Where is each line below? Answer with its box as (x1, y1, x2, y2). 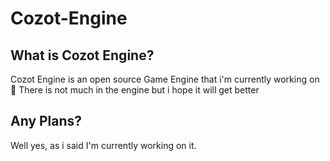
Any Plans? (10, 113, 83, 130)
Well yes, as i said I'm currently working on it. (10, 139, 197, 151)
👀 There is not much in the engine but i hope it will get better (10, 84, 260, 96)
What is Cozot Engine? (10, 47, 155, 64)
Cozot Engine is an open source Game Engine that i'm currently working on (10, 73, 320, 85)
